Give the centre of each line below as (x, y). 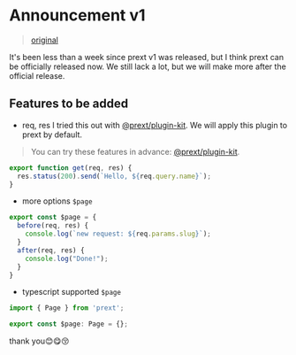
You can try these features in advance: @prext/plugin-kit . (135, 151)
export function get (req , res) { (71, 168)
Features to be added (69, 104)
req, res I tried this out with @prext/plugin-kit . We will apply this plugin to (155, 125)
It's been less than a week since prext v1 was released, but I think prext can (147, 57)
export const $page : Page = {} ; (68, 324)
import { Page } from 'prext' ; (67, 308)
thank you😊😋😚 (39, 341)
